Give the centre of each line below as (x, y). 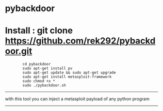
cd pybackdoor (37, 64)
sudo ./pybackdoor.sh (44, 85)
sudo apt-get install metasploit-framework (67, 77)
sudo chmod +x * (39, 81)
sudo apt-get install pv (48, 68)
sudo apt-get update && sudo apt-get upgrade (69, 73)
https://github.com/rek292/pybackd (80, 41)
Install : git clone (39, 31)
